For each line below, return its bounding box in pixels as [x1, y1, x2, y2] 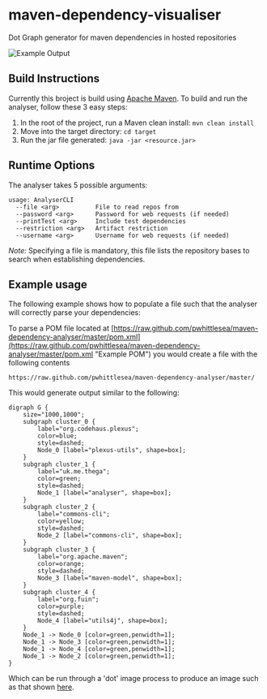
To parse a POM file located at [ [8, 323, 115, 334]
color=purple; [37, 602, 85, 611]
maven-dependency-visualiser [8, 6, 222, 24]
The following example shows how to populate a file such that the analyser [8, 299, 257, 309]
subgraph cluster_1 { [23, 460, 95, 468]
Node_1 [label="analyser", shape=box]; [37, 489, 172, 497]
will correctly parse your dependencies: [8, 308, 142, 317]
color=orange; [37, 560, 85, 568]
